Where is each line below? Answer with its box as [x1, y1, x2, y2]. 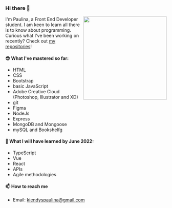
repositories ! [5, 44, 32, 50]
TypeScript [12, 150, 36, 156]
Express [12, 115, 30, 122]
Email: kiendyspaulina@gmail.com [12, 197, 85, 203]
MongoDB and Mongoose [12, 121, 68, 127]
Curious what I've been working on [5, 33, 79, 39]
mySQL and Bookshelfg [12, 127, 63, 133]
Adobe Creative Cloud [12, 88, 60, 94]
